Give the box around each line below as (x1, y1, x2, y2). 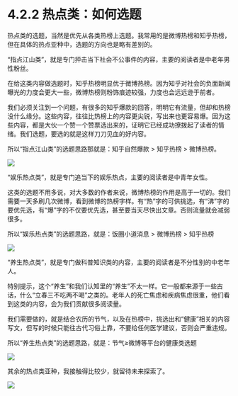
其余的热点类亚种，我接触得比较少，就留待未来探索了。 (7, 366, 169, 375)
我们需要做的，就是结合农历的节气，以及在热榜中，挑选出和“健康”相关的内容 (7, 315, 230, 323)
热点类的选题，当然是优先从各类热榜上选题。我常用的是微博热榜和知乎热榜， (7, 31, 231, 40)
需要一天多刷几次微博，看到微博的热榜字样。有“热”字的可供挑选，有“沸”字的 (7, 196, 229, 205)
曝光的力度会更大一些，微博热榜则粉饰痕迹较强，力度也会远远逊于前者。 (7, 88, 218, 96)
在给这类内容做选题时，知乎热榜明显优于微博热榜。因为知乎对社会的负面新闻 (7, 79, 231, 87)
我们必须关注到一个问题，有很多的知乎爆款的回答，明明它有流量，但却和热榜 (7, 103, 231, 111)
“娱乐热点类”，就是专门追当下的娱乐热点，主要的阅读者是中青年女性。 (7, 173, 212, 181)
